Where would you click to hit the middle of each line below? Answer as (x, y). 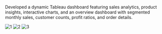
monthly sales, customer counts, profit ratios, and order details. (69, 17)
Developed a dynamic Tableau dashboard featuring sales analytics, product (81, 7)
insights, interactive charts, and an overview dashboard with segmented (78, 12)
